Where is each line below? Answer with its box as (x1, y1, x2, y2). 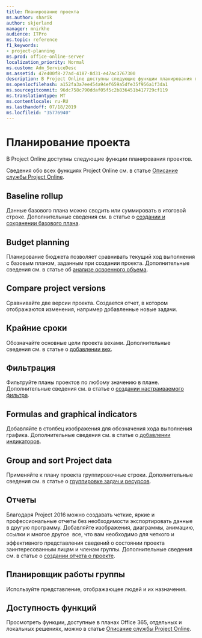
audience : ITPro (6, 31, 47, 37)
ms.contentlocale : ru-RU (6, 98, 69, 104)
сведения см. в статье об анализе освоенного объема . (6, 265, 148, 273)
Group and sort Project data (6, 455, 112, 465)
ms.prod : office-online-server (6, 54, 85, 60)
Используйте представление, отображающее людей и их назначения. (6, 585, 187, 593)
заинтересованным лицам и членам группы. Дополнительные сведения (6, 545, 192, 553)
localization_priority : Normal (6, 59, 85, 65)
